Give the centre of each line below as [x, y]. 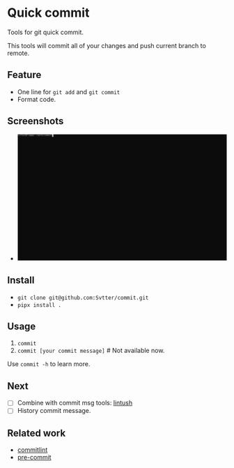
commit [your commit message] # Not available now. [91, 351]
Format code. [37, 99]
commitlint [32, 450]
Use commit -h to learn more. [49, 364]
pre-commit [34, 458]
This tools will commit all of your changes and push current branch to [107, 45]
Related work [37, 433]
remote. [18, 53]
